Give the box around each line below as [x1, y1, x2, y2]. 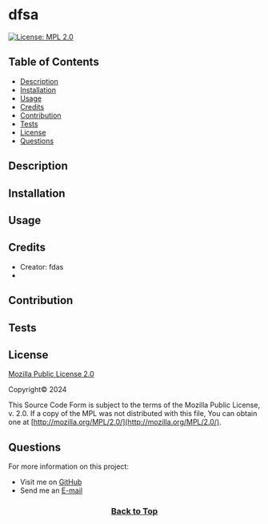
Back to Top [110, 506, 158, 517]
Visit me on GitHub [19, 478, 82, 487]
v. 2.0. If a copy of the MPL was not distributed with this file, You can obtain [8, 409, 258, 418]
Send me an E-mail [19, 486, 82, 495]
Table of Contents [8, 55, 100, 69]
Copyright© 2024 [8, 385, 67, 394]
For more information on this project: [8, 462, 130, 471]
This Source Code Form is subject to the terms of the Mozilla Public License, [8, 400, 261, 410]
